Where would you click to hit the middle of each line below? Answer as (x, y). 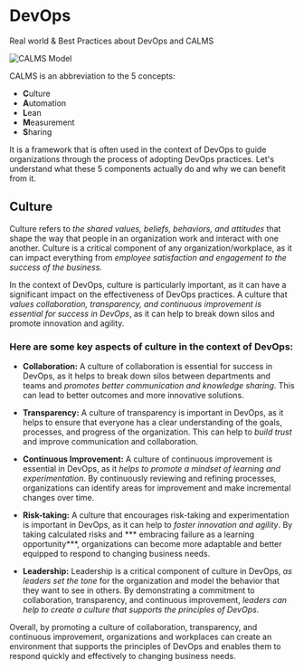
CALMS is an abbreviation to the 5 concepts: (92, 76)
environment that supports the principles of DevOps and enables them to (145, 646)
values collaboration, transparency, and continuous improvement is (136, 303)
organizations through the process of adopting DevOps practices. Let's (142, 158)
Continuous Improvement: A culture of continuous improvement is (147, 459)
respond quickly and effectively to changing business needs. (123, 656)
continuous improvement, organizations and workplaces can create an (141, 637)
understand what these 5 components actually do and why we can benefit (148, 168)
